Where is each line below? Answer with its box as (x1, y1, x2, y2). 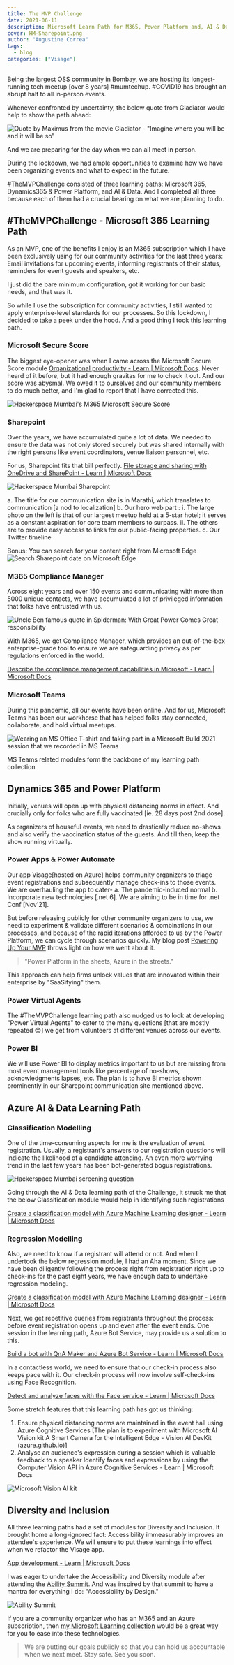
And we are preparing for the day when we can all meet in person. (7, 145, 197, 154)
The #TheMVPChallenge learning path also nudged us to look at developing (7, 1011, 225, 1020)
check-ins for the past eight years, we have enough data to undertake (7, 1272, 208, 1281)
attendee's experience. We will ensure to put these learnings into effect (7, 1538, 212, 1546)
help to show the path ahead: (7, 110, 91, 119)
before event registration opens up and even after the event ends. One (7, 1321, 210, 1330)
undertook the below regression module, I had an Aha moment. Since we (7, 1257, 217, 1265)
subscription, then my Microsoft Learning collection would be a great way (7, 1622, 219, 1630)
